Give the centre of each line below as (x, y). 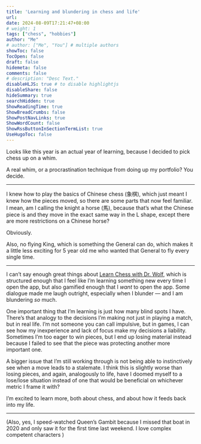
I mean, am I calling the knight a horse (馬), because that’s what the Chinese (100, 208)
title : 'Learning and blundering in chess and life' (73, 12)
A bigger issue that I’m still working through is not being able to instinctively (99, 361)
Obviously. (19, 232)
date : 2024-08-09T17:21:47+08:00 (48, 23)
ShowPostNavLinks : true (36, 118)
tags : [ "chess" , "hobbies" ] (41, 34)
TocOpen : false (25, 56)
